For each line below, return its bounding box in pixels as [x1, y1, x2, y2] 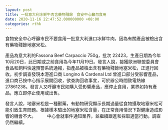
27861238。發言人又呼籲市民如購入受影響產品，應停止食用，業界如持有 [5, 83, 153, 90]
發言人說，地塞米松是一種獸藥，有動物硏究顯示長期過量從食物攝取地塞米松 [5, 100, 158, 106]
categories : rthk [5, 21, 41, 26]
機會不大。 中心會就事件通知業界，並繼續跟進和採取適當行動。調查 [13, 113, 161, 119]
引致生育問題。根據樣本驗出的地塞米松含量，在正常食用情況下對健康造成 [9, 107, 158, 113]
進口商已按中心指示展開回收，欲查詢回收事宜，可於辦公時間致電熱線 [5, 77, 145, 83]
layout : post [5, 7, 32, 12]
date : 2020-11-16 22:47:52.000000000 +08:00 [5, 16, 99, 21]
